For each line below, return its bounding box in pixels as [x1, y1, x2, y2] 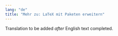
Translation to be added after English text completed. [5, 25, 114, 31]
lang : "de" [5, 7, 28, 12]
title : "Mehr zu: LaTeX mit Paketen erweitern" [5, 12, 105, 17]
